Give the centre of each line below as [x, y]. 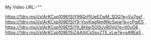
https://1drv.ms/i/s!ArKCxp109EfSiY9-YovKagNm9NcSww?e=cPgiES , [76, 22]
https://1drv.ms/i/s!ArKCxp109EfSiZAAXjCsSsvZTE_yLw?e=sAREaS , [75, 32]
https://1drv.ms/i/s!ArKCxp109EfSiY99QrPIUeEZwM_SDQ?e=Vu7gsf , [75, 17]
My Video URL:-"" [23, 7]
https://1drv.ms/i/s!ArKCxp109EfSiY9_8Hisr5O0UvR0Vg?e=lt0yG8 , [73, 27]
